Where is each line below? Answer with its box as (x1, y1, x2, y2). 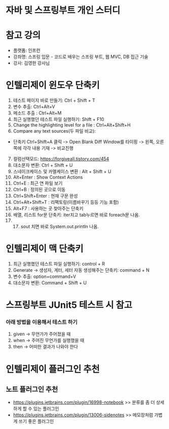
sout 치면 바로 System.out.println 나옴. (20, 224, 99, 230)
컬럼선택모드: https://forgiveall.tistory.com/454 (13, 156, 109, 162)
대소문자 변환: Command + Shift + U (13, 280, 87, 286)
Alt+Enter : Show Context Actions (13, 174, 83, 180)
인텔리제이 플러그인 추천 (6, 363, 100, 375)
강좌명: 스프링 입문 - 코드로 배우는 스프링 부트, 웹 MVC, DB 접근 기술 (13, 54, 149, 60)
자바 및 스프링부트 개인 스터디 (6, 5, 120, 16)
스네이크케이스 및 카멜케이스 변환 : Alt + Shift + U (13, 168, 112, 175)
